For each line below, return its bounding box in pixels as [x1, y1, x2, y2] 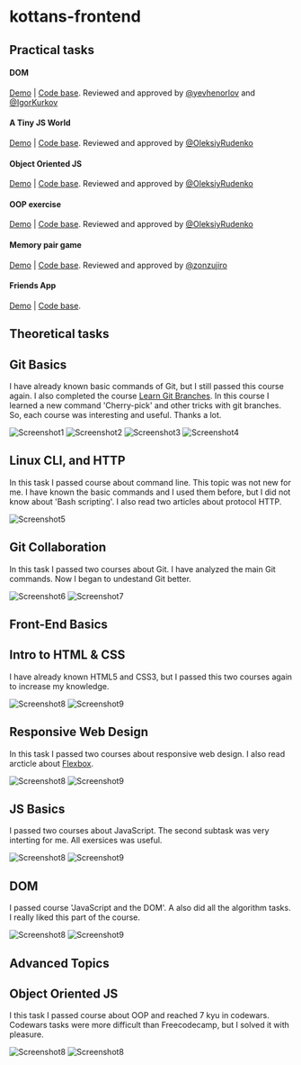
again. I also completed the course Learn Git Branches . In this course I [9, 390, 270, 401]
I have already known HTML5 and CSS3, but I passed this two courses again [9, 671, 293, 682]
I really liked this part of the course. [9, 912, 141, 923]
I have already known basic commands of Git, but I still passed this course [9, 381, 285, 391]
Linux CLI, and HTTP [9, 453, 126, 469]
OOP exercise [9, 198, 61, 209]
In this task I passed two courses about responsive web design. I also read [9, 748, 286, 759]
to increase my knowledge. [9, 680, 110, 691]
